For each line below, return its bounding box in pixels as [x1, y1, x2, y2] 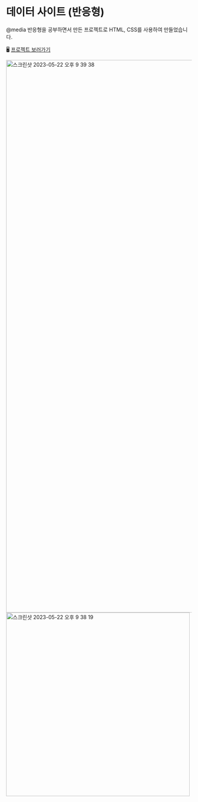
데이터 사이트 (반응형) [6, 5, 105, 19]
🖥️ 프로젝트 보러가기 [6, 45, 51, 53]
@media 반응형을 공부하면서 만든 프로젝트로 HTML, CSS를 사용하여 [6, 26, 163, 33]
